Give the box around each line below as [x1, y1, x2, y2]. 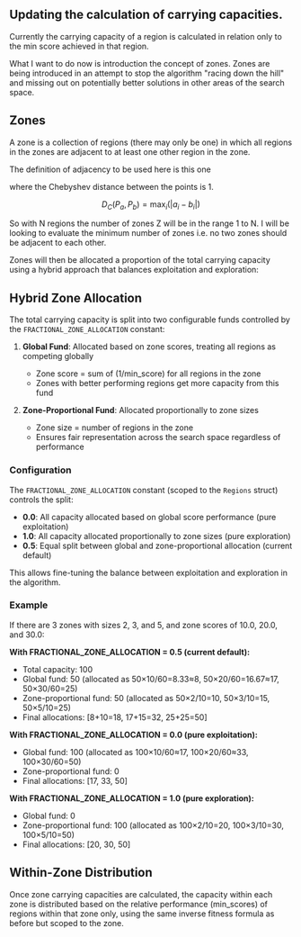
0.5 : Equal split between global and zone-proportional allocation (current [22, 540, 293, 551]
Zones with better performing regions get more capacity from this [35, 378, 279, 389]
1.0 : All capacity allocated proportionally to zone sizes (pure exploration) [22, 530, 291, 541]
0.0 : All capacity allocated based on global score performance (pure [22, 511, 277, 522]
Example [9, 599, 49, 611]
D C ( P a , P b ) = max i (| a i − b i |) [102, 198, 200, 212]
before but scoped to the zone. [9, 917, 124, 928]
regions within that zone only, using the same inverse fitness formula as [9, 908, 275, 919]
